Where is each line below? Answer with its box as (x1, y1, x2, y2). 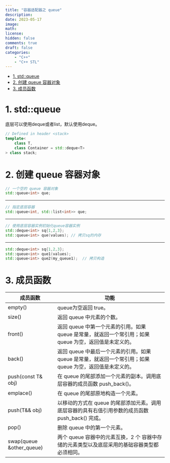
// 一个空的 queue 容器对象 (5, 186, 58, 191)
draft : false (5, 45, 33, 50)
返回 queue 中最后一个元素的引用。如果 (57, 348, 151, 355)
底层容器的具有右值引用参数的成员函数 (57, 407, 149, 414)
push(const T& (8, 373, 43, 380)
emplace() (8, 389, 32, 396)
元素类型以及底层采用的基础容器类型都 (67, 441, 159, 448)
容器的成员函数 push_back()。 (62, 380, 135, 387)
